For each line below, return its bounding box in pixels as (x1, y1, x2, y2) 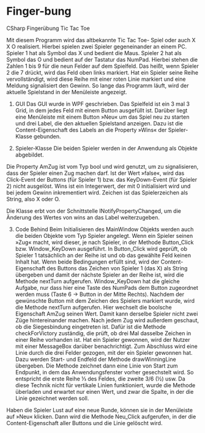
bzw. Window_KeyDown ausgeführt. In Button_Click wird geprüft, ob (15, 245, 188, 252)
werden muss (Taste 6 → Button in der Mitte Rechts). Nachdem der (15, 291, 185, 298)
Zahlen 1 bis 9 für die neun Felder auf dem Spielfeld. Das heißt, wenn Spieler (6, 62, 199, 70)
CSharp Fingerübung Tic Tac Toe (6, 24, 90, 32)
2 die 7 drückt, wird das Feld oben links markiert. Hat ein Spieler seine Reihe (6, 68, 199, 76)
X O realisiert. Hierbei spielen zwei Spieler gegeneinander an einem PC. (6, 43, 187, 50)
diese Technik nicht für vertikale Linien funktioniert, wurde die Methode (15, 381, 196, 389)
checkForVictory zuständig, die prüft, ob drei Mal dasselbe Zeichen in (15, 329, 192, 337)
